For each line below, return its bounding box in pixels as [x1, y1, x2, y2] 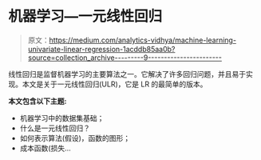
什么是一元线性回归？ [19, 123, 90, 133]
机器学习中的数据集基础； [19, 113, 105, 122]
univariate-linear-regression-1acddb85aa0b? [27, 44, 176, 54]
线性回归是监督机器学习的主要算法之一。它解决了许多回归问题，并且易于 [8, 69, 246, 78]
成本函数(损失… [19, 143, 72, 153]
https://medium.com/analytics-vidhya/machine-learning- [49, 35, 237, 45]
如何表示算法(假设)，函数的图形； [19, 133, 131, 142]
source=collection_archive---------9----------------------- [27, 53, 222, 62]
